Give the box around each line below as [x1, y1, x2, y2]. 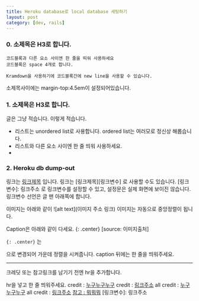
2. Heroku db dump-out [6, 164, 75, 172]
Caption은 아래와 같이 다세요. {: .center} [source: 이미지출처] [6, 226, 149, 233]
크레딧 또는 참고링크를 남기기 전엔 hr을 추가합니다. [6, 269, 122, 276]
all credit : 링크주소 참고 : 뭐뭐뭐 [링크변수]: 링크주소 [26, 289, 147, 296]
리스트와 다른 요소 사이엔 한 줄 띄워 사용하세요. [14, 142, 123, 149]
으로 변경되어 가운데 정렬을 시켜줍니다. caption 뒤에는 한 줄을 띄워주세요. [6, 251, 175, 258]
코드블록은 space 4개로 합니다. [6, 62, 73, 68]
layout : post [6, 14, 38, 20]
